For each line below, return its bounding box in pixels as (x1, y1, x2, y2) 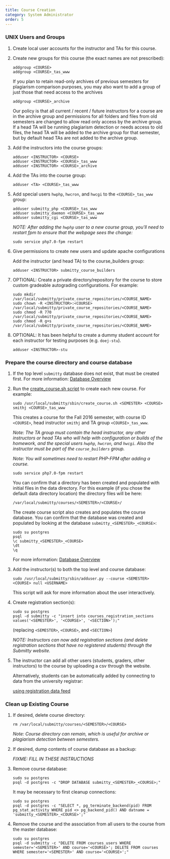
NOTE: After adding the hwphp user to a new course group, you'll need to (12, 224, 164, 230)
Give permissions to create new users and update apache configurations (12, 248, 165, 254)
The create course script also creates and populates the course (12, 509, 146, 515)
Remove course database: (12, 766, 67, 772)
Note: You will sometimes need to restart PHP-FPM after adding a (12, 455, 151, 461)
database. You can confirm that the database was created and (12, 514, 143, 521)
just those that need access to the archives (12, 89, 103, 95)
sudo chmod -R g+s (12, 319, 52, 324)
